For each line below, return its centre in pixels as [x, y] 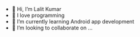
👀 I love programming [38, 15]
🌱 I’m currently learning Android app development [73, 21]
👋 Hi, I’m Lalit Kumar [36, 9]
